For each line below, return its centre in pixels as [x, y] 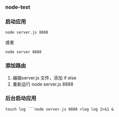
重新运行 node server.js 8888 [43, 84]
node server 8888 [23, 52]
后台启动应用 [21, 98]
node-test [18, 7]
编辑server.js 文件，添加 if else [44, 77]
